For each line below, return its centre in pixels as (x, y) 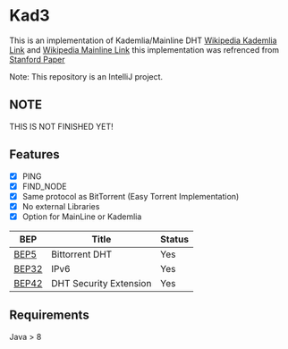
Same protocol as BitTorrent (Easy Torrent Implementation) (131, 196)
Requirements (49, 315)
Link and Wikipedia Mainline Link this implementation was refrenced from (144, 49)
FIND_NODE (44, 186)
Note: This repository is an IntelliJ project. (86, 76)
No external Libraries (61, 206)
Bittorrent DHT (82, 254)
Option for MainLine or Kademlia (82, 217)
